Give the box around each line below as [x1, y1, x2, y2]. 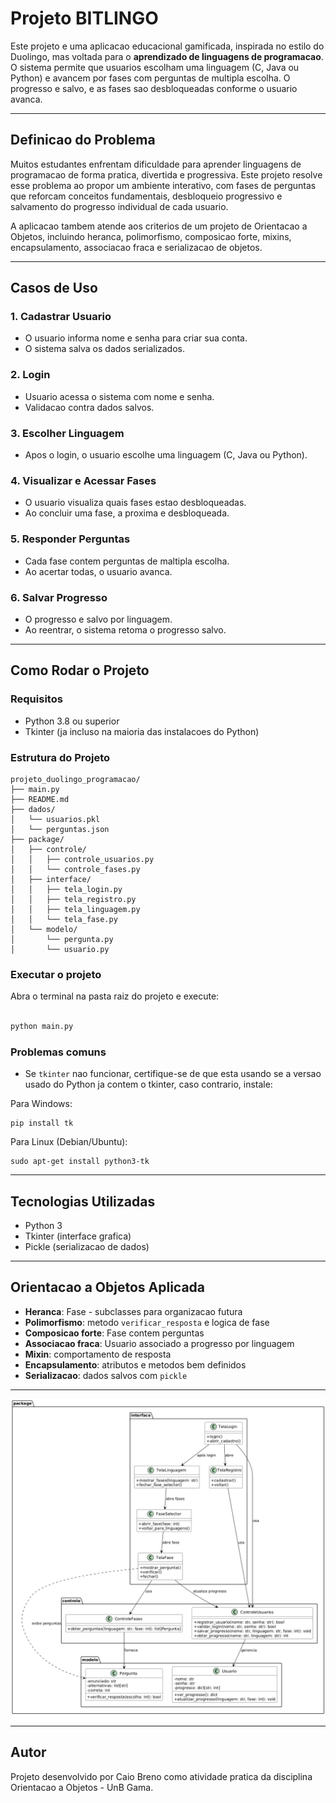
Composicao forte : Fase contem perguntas [24, 1327, 205, 1339]
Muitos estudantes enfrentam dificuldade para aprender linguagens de [10, 158, 302, 170]
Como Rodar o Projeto [10, 662, 150, 679]
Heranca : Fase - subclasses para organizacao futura [24, 1305, 243, 1317]
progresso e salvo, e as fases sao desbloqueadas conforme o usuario [10, 82, 298, 94]
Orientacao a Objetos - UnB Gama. [10, 1781, 154, 1793]
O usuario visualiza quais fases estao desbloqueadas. [24, 497, 247, 509]
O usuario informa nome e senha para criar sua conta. [24, 332, 248, 344]
